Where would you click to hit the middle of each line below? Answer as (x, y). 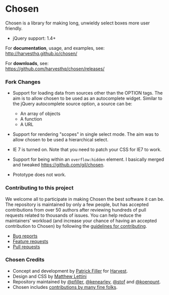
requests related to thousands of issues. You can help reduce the (73, 215)
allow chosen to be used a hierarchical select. (60, 140)
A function (31, 119)
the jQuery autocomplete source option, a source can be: (72, 104)
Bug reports (25, 236)
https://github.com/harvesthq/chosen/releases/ (55, 69)
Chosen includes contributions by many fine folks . (65, 287)
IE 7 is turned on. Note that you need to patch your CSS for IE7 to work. (87, 150)
